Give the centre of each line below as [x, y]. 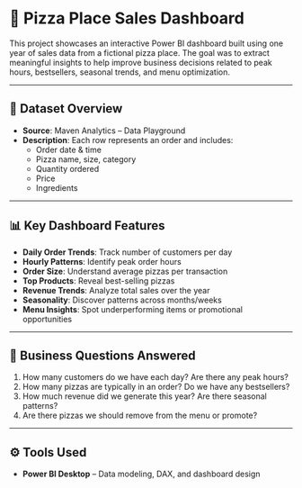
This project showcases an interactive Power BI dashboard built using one [147, 43]
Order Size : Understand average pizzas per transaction [125, 271]
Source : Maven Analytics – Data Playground [104, 131]
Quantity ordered [67, 168]
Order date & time [68, 149]
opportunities [47, 319]
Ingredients [57, 187]
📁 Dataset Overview [66, 108]
